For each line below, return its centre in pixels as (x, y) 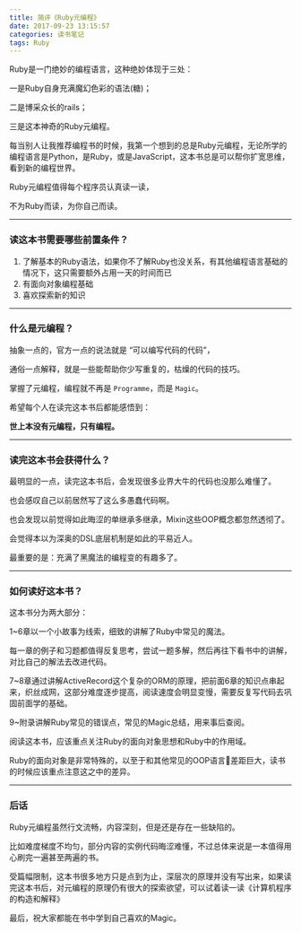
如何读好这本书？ (46, 591)
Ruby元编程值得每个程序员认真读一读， (82, 187)
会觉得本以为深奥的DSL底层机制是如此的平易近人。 (103, 538)
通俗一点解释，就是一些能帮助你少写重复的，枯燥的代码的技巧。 (127, 369)
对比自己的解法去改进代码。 (60, 662)
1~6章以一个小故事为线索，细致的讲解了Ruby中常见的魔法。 (120, 631)
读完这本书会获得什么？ (60, 460)
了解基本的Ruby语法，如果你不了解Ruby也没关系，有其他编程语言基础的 (155, 261)
